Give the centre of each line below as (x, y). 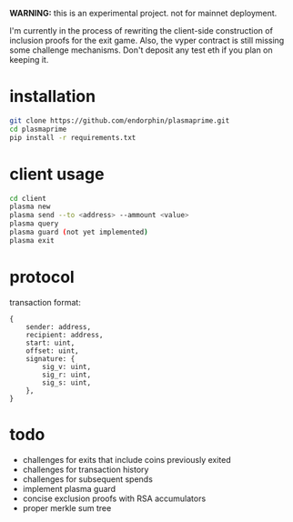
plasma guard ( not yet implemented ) (79, 232)
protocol (42, 277)
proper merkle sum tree (67, 507)
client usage (57, 174)
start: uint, (51, 343)
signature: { (51, 358)
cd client (28, 198)
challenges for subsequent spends (87, 479)
